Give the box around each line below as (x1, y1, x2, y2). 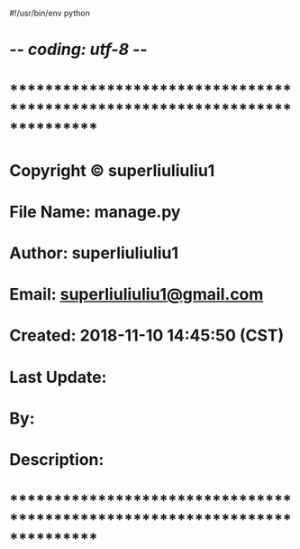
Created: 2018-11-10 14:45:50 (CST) (9, 325, 285, 346)
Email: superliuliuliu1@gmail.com (9, 284, 264, 305)
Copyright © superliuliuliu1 (9, 160, 215, 181)
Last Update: (9, 367, 107, 387)
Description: (9, 449, 105, 470)
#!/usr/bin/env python (9, 8, 90, 18)
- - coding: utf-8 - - (9, 40, 148, 60)
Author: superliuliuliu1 (9, 243, 178, 263)
